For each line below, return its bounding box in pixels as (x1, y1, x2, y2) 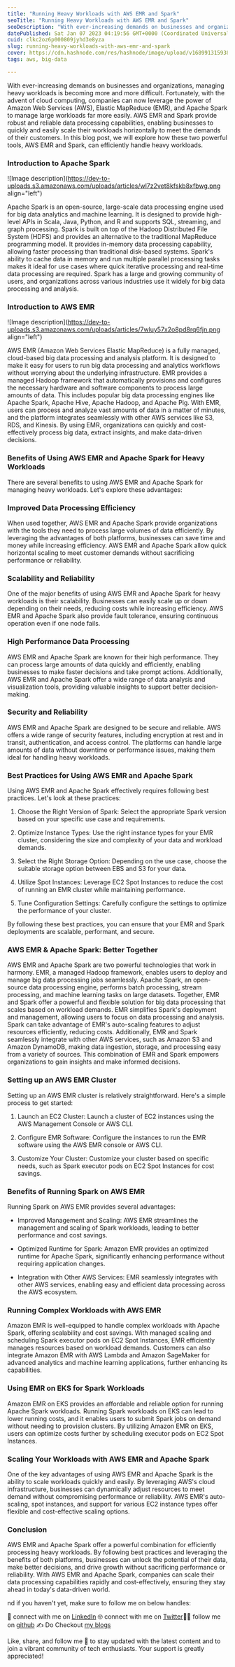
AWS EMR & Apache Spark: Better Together (7, 945, 159, 955)
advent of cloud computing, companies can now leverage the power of (7, 96, 212, 104)
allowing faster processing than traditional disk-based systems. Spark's (7, 247, 213, 256)
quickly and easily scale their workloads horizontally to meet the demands (7, 125, 221, 134)
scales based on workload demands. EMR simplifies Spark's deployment (7, 1006, 217, 1014)
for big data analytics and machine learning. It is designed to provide (7, 210, 205, 219)
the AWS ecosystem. (17, 1288, 78, 1296)
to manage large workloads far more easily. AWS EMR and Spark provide (7, 111, 218, 119)
